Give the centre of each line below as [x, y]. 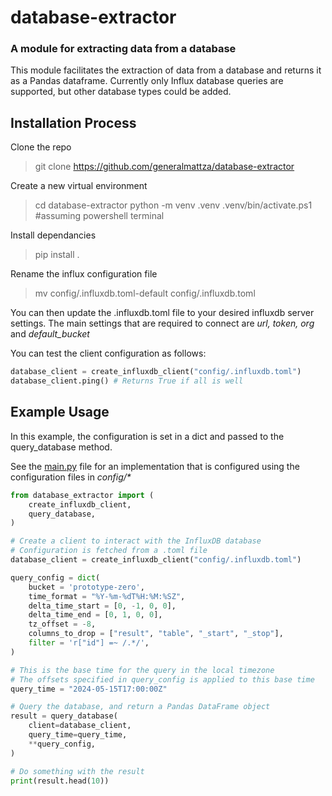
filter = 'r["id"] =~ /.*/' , [89, 643]
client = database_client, [80, 726]
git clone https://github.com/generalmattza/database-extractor [164, 167]
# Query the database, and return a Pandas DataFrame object [140, 707]
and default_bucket [50, 334]
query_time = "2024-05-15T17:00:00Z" [89, 689]
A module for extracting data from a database [123, 49]
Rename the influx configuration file [84, 274]
